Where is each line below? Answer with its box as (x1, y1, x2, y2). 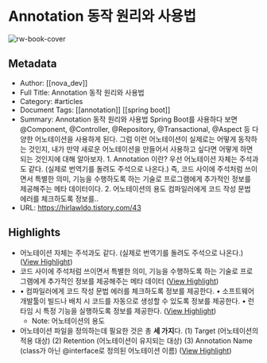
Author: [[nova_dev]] (19, 78, 88, 87)
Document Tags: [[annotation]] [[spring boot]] (19, 105, 171, 114)
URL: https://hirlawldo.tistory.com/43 (19, 203, 141, 212)
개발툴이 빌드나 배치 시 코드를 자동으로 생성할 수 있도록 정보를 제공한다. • (19, 295, 246, 306)
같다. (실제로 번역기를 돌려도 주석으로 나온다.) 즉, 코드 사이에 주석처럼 (28, 164, 243, 173)
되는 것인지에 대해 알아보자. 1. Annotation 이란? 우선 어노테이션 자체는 (19, 154, 238, 164)
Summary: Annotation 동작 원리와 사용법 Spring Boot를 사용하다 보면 (19, 114, 238, 124)
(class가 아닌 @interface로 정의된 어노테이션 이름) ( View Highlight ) (19, 346, 232, 355)
